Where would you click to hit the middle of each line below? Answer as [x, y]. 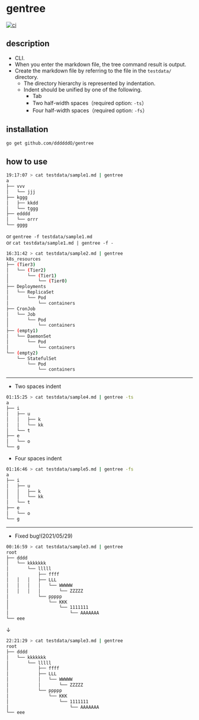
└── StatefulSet [37, 358]
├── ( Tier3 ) [21, 264]
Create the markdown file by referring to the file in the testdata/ [93, 71]
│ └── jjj [21, 192]
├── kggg [17, 197]
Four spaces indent [38, 458]
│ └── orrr [22, 220]
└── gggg [17, 225]
